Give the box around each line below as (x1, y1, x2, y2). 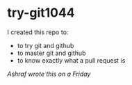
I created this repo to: (7, 28, 69, 36)
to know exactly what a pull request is (17, 56, 126, 64)
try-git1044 (7, 5, 75, 21)
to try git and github (17, 41, 74, 49)
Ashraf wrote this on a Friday (7, 70, 91, 78)
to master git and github (17, 49, 86, 57)
